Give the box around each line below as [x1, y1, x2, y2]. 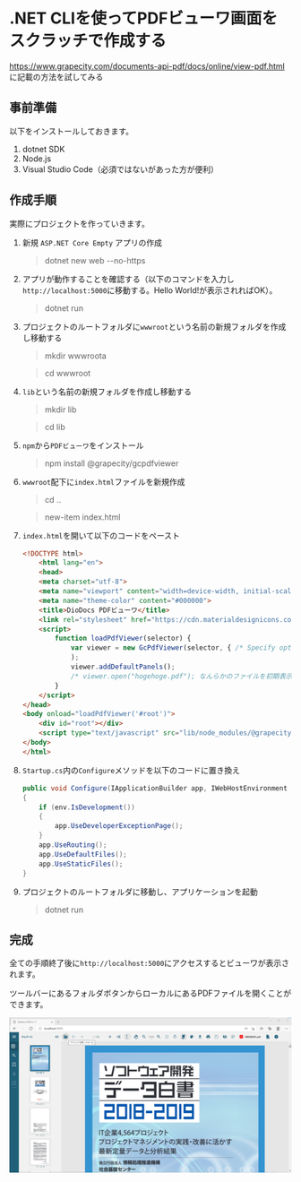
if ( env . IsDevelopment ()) [39, 803, 136, 812]
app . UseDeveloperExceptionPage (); [55, 822, 184, 831]
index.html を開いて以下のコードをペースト [21, 530, 181, 540]
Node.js [21, 153, 52, 164]
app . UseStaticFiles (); [39, 859, 124, 868]
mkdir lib [44, 404, 77, 415]
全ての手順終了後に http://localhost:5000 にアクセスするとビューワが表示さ [9, 958, 289, 969]
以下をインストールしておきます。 [9, 125, 134, 136]
